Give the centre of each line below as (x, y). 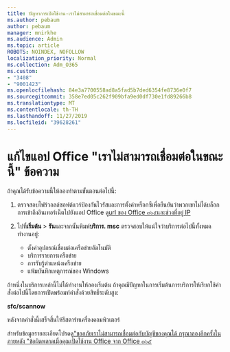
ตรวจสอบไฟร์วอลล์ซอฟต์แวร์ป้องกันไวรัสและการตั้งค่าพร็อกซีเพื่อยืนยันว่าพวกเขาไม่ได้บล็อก (118, 205)
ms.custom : (23, 71)
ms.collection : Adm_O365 (43, 65)
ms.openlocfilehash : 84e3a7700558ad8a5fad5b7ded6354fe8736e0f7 (100, 90)
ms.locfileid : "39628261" (44, 122)
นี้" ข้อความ (33, 171)
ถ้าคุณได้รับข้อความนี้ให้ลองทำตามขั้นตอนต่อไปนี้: (62, 191)
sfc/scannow (26, 307)
